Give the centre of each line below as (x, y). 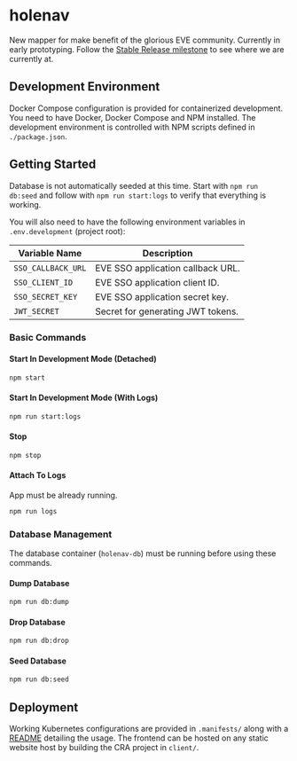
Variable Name (50, 253)
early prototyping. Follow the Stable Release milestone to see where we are (147, 49)
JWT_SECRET (36, 311)
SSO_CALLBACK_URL (50, 268)
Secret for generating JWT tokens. (167, 311)
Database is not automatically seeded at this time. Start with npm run (134, 185)
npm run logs (33, 511)
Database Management (61, 534)
